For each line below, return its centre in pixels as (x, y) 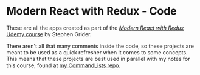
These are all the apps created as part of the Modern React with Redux (95, 28)
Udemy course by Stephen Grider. (49, 34)
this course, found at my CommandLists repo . (64, 65)
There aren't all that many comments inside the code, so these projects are (100, 46)
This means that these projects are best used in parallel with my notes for (98, 59)
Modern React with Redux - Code (92, 11)
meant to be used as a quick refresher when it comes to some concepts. (97, 52)
